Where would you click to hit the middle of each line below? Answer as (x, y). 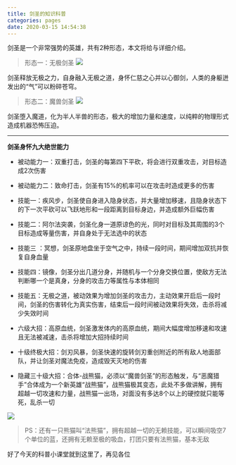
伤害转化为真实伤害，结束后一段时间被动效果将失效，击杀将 (135, 304)
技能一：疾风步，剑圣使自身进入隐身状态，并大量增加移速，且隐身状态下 (122, 201)
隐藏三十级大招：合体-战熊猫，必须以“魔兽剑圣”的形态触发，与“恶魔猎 (118, 376)
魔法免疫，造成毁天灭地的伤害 (104, 361)
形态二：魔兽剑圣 (49, 101)
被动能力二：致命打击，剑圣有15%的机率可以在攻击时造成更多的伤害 (116, 186)
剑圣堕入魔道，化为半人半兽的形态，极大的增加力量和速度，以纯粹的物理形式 (118, 116)
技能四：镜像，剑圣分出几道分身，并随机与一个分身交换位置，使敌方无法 (122, 272)
